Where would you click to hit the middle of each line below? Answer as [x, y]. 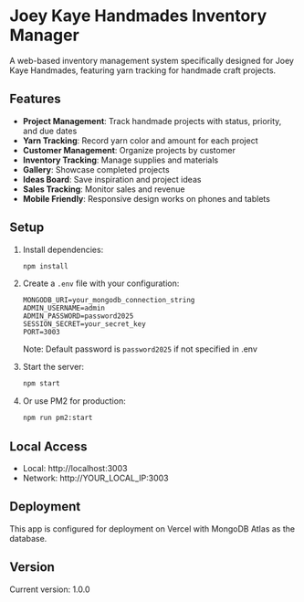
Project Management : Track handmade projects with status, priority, [152, 121]
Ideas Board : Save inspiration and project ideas [112, 179]
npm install [45, 266]
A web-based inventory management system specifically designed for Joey [152, 60]
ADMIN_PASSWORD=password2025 [78, 316]
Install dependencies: [63, 249]
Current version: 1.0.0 [50, 589]
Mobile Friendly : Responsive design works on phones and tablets [147, 198]
